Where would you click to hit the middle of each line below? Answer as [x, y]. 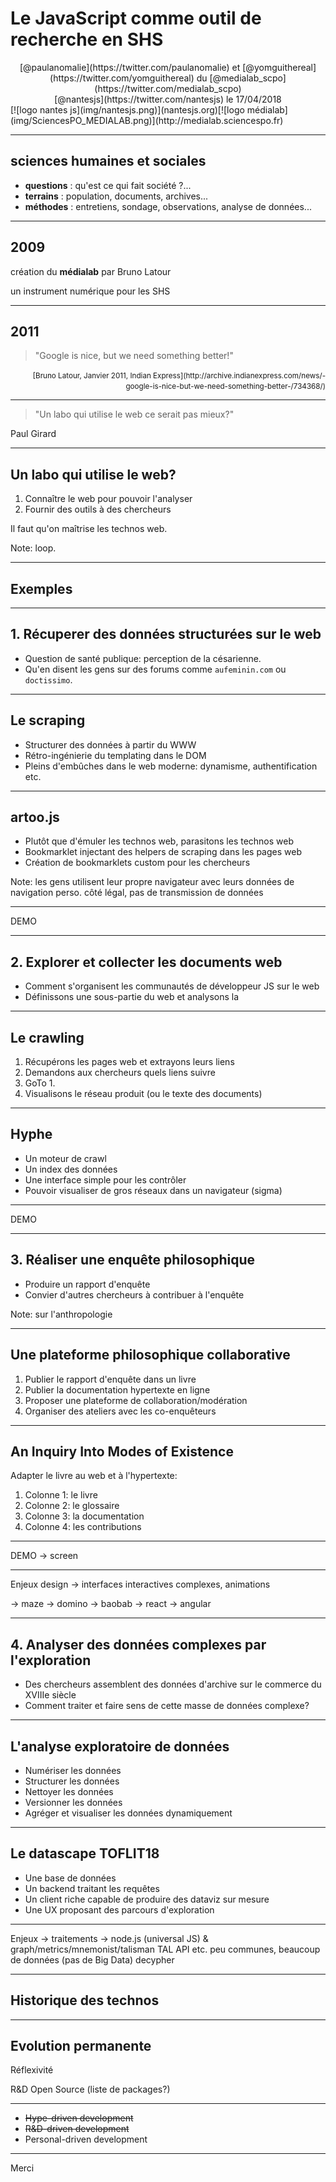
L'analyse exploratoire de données [120, 1746]
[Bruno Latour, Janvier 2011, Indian [92, 376]
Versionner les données [73, 1802]
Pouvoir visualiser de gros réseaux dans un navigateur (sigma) [153, 1190]
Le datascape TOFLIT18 [85, 1853]
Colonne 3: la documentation [84, 1516]
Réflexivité [32, 2070]
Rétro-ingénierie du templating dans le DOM [115, 755]
